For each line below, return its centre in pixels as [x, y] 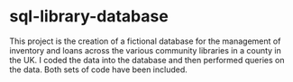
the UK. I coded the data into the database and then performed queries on [147, 60]
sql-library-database [89, 16]
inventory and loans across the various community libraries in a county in [146, 50]
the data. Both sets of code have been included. [98, 70]
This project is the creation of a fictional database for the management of [145, 41]
